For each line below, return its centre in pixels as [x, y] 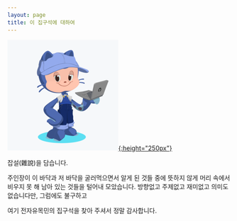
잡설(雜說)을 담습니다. [38, 162]
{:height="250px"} [145, 148]
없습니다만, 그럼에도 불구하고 [47, 195]
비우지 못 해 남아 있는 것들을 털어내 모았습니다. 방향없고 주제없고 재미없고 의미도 [118, 186]
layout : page [27, 15]
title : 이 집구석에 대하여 [41, 22]
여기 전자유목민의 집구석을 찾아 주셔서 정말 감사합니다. [82, 210]
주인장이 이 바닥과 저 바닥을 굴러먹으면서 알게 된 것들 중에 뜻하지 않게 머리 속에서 [119, 178]
